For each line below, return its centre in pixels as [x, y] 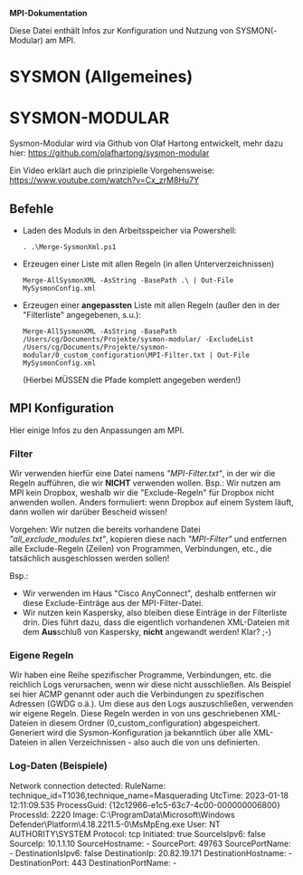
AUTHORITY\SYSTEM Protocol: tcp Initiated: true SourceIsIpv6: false [137, 833]
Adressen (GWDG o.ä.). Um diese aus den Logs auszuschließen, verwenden [151, 704]
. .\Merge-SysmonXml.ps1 [69, 247]
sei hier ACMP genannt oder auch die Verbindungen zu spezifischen [137, 694]
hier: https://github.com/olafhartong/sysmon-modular [109, 153]
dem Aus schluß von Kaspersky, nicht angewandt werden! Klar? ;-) [147, 632]
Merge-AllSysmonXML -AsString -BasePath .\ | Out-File [128, 280]
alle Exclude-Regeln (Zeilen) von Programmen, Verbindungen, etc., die [141, 549]
